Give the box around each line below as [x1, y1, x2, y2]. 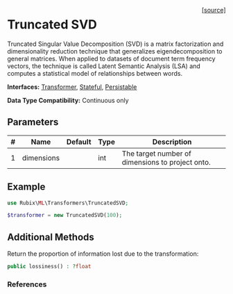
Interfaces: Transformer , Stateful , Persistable [7, 83, 137, 91]
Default [66, 137, 92, 147]
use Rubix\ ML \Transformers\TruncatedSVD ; [7, 199, 129, 206]
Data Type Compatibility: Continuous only [7, 96, 130, 104]
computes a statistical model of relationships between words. [7, 69, 182, 77]
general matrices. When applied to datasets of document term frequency [7, 54, 216, 63]
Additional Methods [7, 231, 95, 243]
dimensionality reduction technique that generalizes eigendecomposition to [7, 47, 223, 55]
